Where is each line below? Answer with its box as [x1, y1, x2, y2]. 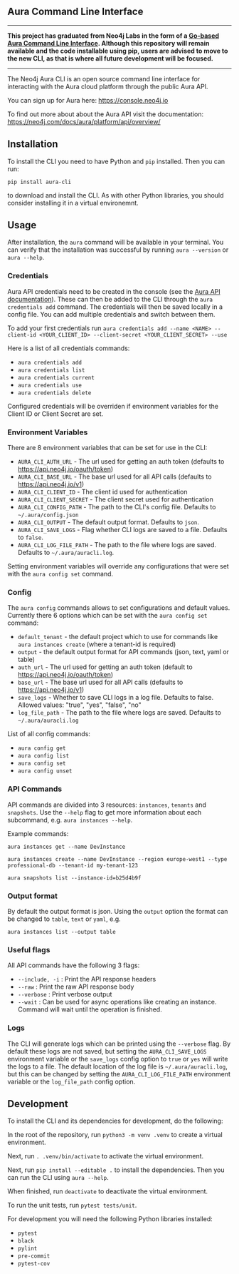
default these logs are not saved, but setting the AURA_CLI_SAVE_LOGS [7, 1046, 207, 1055]
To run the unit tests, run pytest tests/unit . [7, 1201, 137, 1210]
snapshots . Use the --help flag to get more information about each [7, 807, 202, 816]
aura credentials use [17, 382, 82, 389]
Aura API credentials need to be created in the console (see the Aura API [7, 287, 221, 295]
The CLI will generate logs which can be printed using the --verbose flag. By [7, 1039, 231, 1048]
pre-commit [17, 1253, 51, 1260]
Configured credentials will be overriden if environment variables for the [7, 402, 219, 410]
